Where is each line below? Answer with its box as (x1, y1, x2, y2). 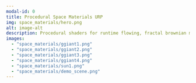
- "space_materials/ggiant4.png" (11, 57, 93, 63)
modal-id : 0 (6, 8, 35, 15)
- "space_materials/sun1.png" (11, 63, 85, 69)
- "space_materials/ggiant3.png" (11, 52, 93, 58)
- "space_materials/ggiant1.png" (11, 41, 93, 47)
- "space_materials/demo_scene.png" (11, 68, 100, 74)
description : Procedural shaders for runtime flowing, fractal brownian (6, 30, 187, 36)
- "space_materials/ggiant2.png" (11, 47, 93, 53)
